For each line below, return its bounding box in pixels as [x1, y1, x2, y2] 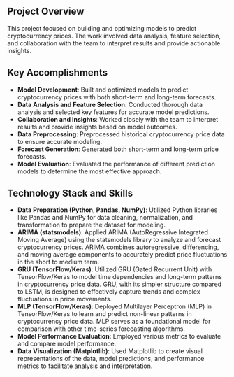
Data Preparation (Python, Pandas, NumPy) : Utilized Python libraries [17, 206, 218, 214]
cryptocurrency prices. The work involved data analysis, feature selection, [7, 31, 221, 40]
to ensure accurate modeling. [17, 137, 103, 145]
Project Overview [7, 6, 85, 17]
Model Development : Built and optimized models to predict [17, 85, 189, 94]
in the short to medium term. [17, 258, 100, 266]
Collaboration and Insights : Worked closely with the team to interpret [17, 115, 219, 123]
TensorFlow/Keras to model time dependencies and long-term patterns [17, 273, 222, 281]
